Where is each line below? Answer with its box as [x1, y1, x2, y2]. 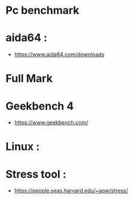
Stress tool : [5, 167, 66, 181]
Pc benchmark [5, 4, 80, 17]
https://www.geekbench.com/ [14, 119, 89, 126]
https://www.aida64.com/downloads [14, 51, 105, 58]
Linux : [5, 140, 40, 153]
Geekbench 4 [5, 99, 74, 113]
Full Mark [5, 72, 53, 86]
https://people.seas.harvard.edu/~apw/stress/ [14, 187, 129, 195]
